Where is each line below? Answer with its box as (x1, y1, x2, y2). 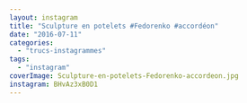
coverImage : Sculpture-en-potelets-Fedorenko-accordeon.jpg (9, 72, 240, 81)
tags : (9, 55, 30, 64)
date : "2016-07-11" (9, 30, 83, 39)
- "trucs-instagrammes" (17, 47, 106, 56)
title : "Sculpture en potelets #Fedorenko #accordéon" (9, 21, 219, 30)
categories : (9, 38, 54, 47)
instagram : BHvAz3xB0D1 (9, 80, 99, 89)
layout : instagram (9, 13, 78, 22)
